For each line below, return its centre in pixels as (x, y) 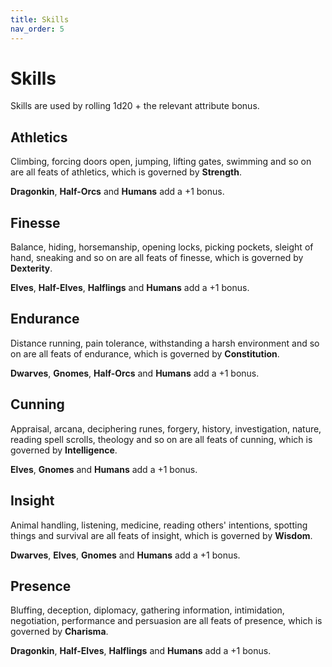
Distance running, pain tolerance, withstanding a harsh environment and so (165, 343)
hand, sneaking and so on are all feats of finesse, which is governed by (157, 258)
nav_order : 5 (37, 29)
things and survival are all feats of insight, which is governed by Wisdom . (161, 535)
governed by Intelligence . (64, 450)
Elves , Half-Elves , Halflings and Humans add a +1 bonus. (130, 288)
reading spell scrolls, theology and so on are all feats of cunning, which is (161, 439)
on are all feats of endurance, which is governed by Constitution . (145, 353)
